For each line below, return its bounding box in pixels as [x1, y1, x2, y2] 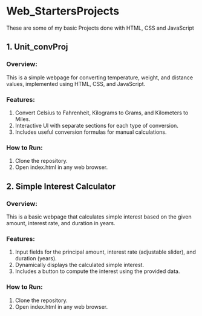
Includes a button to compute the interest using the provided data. [15, 268, 180, 275]
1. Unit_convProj [6, 42, 68, 52]
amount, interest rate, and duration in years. [6, 219, 116, 226]
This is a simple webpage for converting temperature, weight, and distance [6, 74, 194, 81]
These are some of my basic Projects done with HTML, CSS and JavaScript [6, 24, 195, 31]
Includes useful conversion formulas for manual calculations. [15, 128, 168, 136]
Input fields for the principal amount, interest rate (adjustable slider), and [15, 248, 197, 255]
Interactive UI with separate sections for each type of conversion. [15, 122, 178, 129]
